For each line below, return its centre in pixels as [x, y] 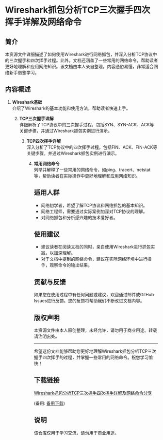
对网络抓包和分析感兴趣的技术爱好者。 [79, 217]
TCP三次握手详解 [36, 118]
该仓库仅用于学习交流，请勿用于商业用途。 [76, 433]
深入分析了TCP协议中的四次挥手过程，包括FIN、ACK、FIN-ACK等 [92, 147]
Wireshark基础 [27, 102]
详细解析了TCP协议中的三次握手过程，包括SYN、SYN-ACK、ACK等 [87, 124]
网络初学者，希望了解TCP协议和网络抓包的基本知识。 [94, 205]
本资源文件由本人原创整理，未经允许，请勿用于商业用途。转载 [96, 330]
